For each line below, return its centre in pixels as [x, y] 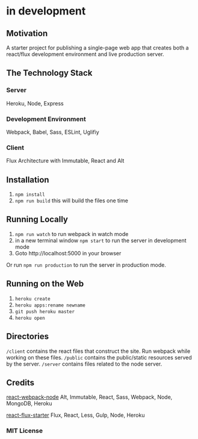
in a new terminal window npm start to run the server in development [101, 240]
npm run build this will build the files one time [71, 201]
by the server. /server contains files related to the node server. [84, 364]
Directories [28, 336]
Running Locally [37, 219]
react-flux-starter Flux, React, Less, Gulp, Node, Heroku [76, 415]
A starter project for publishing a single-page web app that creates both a [97, 48]
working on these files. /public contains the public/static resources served [99, 357]
